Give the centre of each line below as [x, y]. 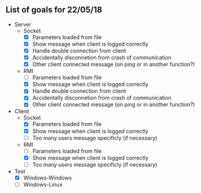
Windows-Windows [48, 177]
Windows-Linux [43, 184]
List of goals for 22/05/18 [54, 10]
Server [23, 24]
